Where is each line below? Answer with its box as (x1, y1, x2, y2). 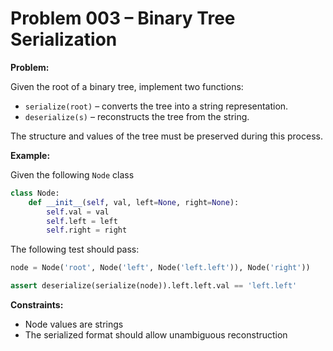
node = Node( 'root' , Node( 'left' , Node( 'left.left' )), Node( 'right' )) (10, 263, 311, 273)
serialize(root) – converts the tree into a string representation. (24, 100, 289, 112)
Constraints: (10, 299, 64, 311)
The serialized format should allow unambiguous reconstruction (24, 329, 288, 341)
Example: (10, 149, 51, 161)
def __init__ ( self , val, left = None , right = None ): (28, 197, 240, 207)
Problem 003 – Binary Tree (10, 7, 236, 30)
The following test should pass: (10, 243, 140, 256)
